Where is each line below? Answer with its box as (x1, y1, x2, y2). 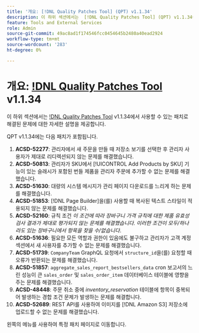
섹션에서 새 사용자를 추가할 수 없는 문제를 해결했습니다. (15, 241, 142, 248)
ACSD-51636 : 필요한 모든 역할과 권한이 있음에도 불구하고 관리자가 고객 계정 (15, 234, 191, 241)
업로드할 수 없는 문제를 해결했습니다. (15, 308, 99, 315)
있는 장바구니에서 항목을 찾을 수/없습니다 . (26, 227, 122, 234)
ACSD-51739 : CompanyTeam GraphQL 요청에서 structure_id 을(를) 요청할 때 (15, 249, 193, 256)
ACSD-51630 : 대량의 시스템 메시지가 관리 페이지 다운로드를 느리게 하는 (15, 182, 181, 189)
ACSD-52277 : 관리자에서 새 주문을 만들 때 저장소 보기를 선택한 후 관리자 (15, 146, 184, 153)
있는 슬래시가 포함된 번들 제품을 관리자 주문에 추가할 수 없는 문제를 (26, 167, 180, 174)
